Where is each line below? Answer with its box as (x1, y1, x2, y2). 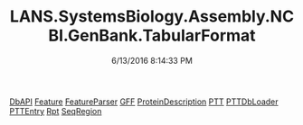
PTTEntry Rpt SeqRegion (9, 105, 102, 116)
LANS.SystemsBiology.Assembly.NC (9, 6, 295, 27)
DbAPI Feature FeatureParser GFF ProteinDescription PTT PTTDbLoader (9, 96, 279, 107)
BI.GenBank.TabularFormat (48, 25, 256, 46)
